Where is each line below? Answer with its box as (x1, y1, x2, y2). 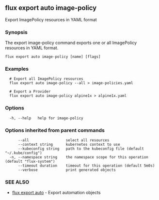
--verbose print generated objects (17, 168, 116, 172)
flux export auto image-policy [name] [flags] (5, 54, 101, 60)
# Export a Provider (9, 89, 51, 94)
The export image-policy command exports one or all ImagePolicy (5, 40, 137, 46)
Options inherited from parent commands (5, 127, 105, 134)
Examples (5, 65, 29, 72)
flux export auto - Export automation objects (12, 190, 101, 196)
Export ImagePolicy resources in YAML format (5, 16, 97, 22)
